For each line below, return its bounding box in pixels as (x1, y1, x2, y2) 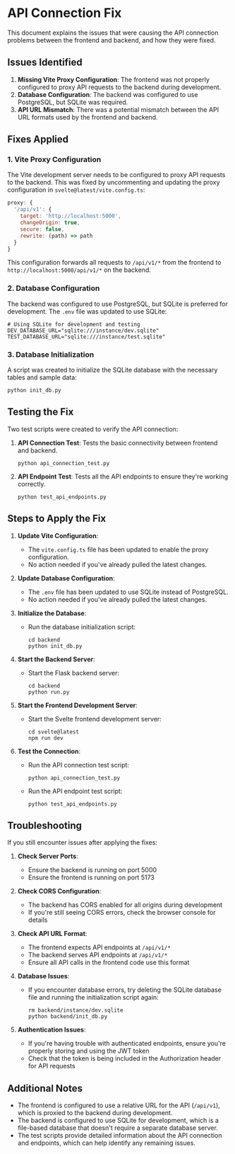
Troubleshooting (7, 820, 83, 832)
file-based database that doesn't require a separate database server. (17, 1124, 219, 1132)
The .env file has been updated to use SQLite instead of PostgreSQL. (28, 588, 229, 596)
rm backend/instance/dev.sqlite (28, 1007, 123, 1014)
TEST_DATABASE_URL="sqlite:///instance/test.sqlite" (7, 333, 166, 341)
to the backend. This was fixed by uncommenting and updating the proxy (7, 178, 220, 187)
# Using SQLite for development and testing (7, 321, 140, 328)
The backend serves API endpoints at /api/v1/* (28, 951, 168, 959)
